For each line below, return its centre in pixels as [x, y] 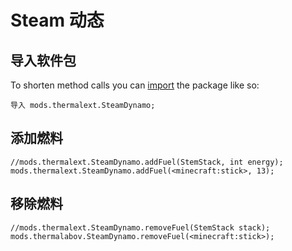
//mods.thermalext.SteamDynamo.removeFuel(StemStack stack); [140, 227]
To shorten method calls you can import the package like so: [135, 85]
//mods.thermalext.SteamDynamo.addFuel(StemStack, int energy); [147, 162]
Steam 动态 [57, 20]
